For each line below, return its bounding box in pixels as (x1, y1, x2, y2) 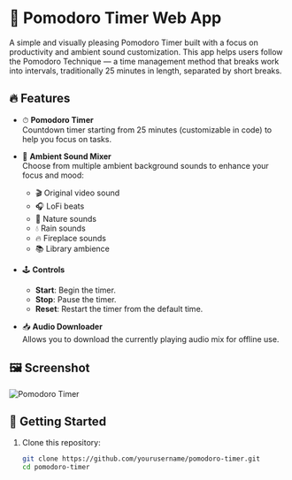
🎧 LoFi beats (35, 201, 85, 211)
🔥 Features (9, 91, 71, 106)
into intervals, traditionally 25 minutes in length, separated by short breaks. (9, 65, 282, 76)
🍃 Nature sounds (35, 213, 97, 224)
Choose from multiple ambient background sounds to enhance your (21, 160, 270, 171)
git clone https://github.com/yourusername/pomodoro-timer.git (21, 454, 261, 463)
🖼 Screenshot (9, 361, 90, 376)
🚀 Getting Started (9, 414, 107, 429)
